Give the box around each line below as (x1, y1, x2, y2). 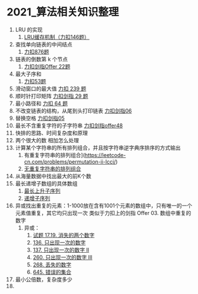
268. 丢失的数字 (32, 261, 71, 268)
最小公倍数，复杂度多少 (15, 276, 72, 283)
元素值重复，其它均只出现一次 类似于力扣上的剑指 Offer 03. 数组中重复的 (15, 209, 192, 216)
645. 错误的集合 (32, 268, 72, 275)
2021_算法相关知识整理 (6, 5, 120, 19)
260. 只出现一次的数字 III (32, 253, 93, 260)
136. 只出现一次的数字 (32, 239, 86, 246)
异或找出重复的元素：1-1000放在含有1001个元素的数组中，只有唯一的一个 (15, 202, 193, 209)
